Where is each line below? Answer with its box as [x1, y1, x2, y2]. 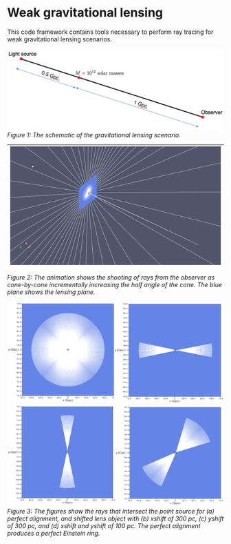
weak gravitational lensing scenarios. [7, 35, 112, 43]
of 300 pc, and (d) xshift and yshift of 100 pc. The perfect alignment [7, 522, 201, 530]
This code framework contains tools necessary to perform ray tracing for [7, 28, 214, 36]
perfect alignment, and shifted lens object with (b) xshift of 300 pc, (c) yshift [7, 514, 224, 523]
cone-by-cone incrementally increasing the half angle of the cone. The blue [7, 281, 222, 289]
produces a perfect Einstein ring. [7, 530, 100, 538]
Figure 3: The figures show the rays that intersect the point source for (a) [7, 507, 214, 516]
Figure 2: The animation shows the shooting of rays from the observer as [7, 273, 215, 282]
